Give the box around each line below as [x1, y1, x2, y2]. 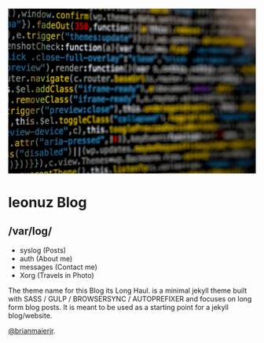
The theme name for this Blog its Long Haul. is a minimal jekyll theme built [8, 286, 247, 295]
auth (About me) [19, 254, 73, 263]
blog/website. [8, 311, 53, 320]
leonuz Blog [8, 193, 87, 211]
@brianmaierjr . [8, 326, 57, 335]
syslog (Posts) [19, 245, 67, 255]
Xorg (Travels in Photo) [19, 270, 94, 279]
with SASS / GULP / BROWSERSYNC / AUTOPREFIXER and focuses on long [8, 294, 252, 303]
